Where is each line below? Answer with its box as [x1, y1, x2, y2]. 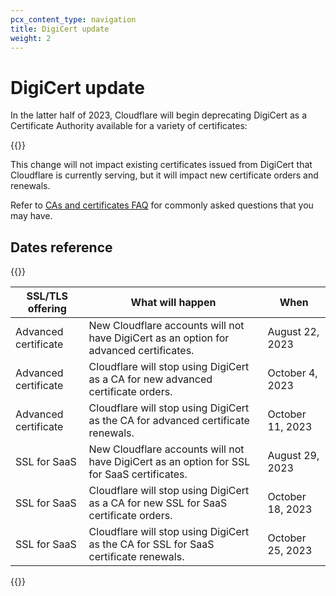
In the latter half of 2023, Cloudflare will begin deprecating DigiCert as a [10, 109, 308, 121]
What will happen [130, 296, 217, 310]
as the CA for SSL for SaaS [88, 537, 215, 551]
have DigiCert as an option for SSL [88, 455, 251, 469]
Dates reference [10, 239, 113, 256]
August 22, [267, 325, 320, 339]
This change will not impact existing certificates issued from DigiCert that [10, 159, 313, 171]
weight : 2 [10, 33, 52, 43]
